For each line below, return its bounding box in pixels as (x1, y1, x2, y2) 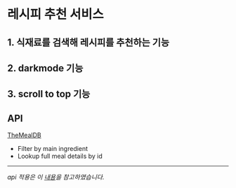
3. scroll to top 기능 (7, 88, 91, 100)
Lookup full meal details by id (17, 152, 103, 161)
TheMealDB (7, 131, 41, 140)
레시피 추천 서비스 (7, 6, 104, 22)
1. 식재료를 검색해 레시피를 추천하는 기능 (7, 36, 170, 48)
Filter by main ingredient (17, 145, 88, 153)
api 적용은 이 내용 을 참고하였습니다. (7, 173, 105, 182)
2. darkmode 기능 (7, 62, 84, 74)
